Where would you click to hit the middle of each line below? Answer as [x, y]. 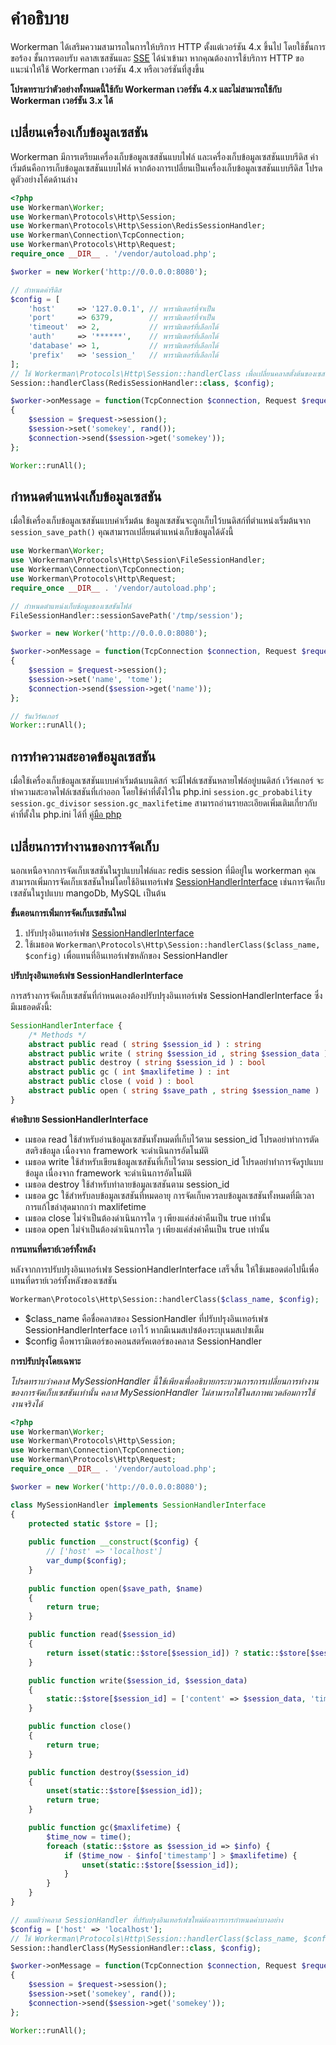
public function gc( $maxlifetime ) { [105, 1828]
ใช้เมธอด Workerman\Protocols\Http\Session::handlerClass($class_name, [172, 944]
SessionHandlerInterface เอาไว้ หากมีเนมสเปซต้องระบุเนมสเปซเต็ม [144, 1329]
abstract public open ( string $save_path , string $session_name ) [174, 1091]
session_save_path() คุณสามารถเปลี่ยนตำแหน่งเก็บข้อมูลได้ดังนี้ [122, 532]
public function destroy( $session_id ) [109, 1772]
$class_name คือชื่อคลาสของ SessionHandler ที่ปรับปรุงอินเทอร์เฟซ [146, 1318]
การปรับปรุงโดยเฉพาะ [46, 1361]
